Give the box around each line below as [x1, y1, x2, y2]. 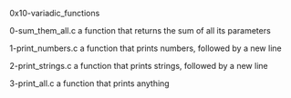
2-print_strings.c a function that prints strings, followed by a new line [9, 61, 268, 71]
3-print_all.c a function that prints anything [9, 78, 171, 89]
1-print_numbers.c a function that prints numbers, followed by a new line [9, 43, 282, 54]
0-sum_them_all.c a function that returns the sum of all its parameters [9, 25, 271, 35]
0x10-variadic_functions [9, 8, 100, 18]
